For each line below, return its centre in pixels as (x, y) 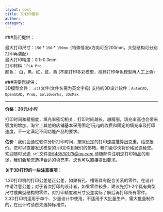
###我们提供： (20, 37)
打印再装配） (18, 54)
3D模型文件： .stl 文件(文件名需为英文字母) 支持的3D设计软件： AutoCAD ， (78, 88)
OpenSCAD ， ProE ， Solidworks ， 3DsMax (42, 94)
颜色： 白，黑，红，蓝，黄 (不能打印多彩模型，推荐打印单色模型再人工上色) (80, 72)
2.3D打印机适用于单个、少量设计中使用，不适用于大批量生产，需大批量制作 (80, 198)
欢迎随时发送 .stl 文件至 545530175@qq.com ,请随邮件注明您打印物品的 (75, 154)
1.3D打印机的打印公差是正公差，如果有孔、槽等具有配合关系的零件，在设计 (80, 181)
